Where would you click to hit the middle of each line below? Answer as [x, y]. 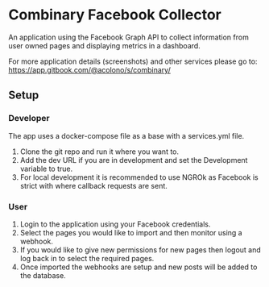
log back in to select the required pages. [87, 258]
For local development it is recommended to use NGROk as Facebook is [139, 177]
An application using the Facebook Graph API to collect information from [129, 37]
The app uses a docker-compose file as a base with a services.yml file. [126, 135]
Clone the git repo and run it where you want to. [99, 152]
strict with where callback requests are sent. [93, 185]
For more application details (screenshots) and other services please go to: [133, 61]
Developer [29, 119]
